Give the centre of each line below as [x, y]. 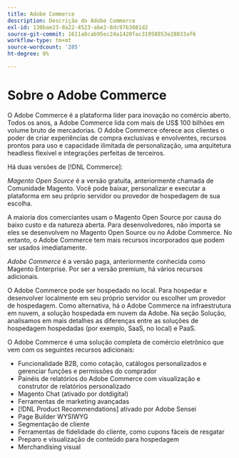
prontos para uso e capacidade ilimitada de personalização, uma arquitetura [119, 145]
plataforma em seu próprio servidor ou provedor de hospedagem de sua [114, 195]
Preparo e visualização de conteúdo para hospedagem [98, 439]
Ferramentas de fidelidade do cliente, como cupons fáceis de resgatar [121, 432]
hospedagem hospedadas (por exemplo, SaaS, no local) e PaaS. [102, 328]
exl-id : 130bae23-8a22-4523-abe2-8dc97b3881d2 [78, 27]
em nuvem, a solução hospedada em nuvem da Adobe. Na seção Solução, [117, 313]
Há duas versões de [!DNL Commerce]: [65, 167]
